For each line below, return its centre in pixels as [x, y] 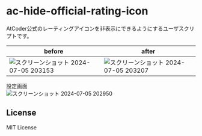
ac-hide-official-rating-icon [77, 11]
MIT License [22, 127]
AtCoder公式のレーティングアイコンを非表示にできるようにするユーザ [93, 28]
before [54, 51]
